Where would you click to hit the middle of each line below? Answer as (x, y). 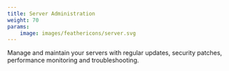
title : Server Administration (51, 14)
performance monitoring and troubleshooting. (73, 61)
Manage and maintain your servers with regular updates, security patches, (115, 53)
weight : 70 (23, 20)
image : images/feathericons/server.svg (78, 33)
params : (19, 26)
